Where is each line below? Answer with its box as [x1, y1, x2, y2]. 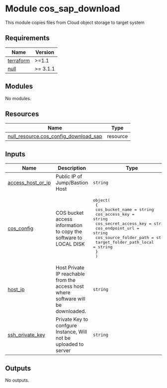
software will [55, 295, 85, 302]
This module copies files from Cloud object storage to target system [5, 19, 145, 25]
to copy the [55, 228, 82, 235]
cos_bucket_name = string [95, 207, 154, 212]
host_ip [7, 286, 25, 293]
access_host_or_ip [7, 179, 51, 186]
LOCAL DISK [55, 240, 85, 247]
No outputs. [5, 377, 29, 383]
